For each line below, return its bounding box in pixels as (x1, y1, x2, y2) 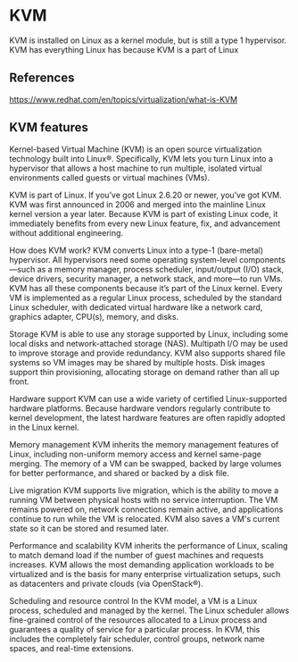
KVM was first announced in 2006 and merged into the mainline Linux (9, 198, 266, 210)
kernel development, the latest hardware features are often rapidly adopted (9, 412, 286, 423)
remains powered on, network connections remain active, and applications (9, 504, 284, 515)
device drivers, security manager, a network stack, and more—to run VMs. (9, 273, 284, 284)
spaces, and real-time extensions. (9, 642, 134, 653)
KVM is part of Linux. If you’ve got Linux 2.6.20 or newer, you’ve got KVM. (9, 189, 283, 200)
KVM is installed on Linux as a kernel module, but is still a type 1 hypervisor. (9, 35, 287, 46)
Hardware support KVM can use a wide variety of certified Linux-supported (9, 393, 287, 404)
